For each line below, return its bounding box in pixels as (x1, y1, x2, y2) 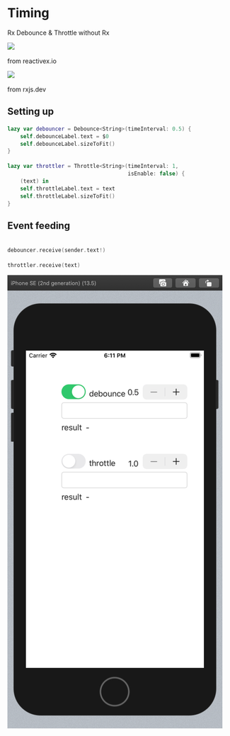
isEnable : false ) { (127, 170, 185, 177)
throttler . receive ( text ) (7, 261, 81, 268)
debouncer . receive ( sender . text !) (7, 247, 106, 254)
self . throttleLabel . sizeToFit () (20, 193, 115, 200)
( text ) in (20, 177, 50, 185)
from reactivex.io (7, 57, 57, 65)
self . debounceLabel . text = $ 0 (20, 132, 110, 140)
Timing (7, 5, 50, 21)
